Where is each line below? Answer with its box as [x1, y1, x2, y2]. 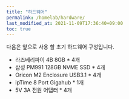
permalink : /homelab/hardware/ [6, 15, 85, 21]
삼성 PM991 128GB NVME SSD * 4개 [15, 64, 105, 71]
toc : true [6, 26, 31, 32]
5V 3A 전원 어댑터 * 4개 [15, 86, 73, 94]
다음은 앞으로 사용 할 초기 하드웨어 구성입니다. [6, 43, 115, 50]
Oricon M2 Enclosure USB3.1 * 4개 [15, 71, 102, 79]
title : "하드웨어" [6, 9, 48, 15]
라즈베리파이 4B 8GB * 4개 [15, 56, 81, 64]
